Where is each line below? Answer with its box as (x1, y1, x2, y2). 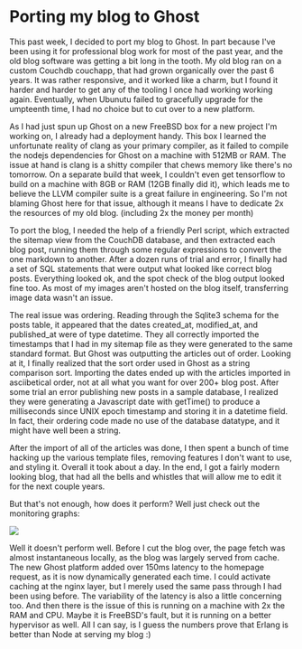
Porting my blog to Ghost (9, 6, 200, 27)
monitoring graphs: (9, 508, 80, 519)
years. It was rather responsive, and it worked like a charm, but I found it (9, 74, 279, 85)
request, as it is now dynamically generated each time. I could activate (9, 571, 271, 582)
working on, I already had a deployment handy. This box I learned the (9, 130, 267, 141)
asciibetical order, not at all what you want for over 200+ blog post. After (9, 377, 279, 388)
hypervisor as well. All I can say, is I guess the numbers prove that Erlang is (9, 619, 288, 630)
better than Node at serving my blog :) (9, 628, 151, 639)
